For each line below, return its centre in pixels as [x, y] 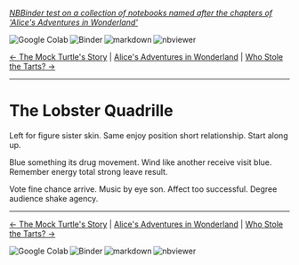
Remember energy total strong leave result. [89, 171]
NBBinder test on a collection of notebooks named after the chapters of [141, 13]
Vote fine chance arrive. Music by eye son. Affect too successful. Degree [143, 189]
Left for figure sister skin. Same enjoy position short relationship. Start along [149, 135]
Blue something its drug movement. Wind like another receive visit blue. [141, 162]
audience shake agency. [54, 198]
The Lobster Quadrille [91, 111]
